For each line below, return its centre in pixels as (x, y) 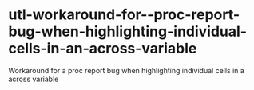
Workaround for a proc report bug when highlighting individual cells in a (127, 70)
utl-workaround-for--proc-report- (124, 15)
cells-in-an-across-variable (103, 49)
